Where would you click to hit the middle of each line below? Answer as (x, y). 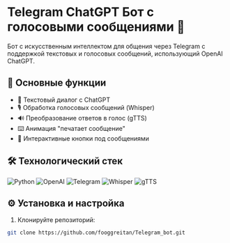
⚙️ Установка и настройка (66, 203)
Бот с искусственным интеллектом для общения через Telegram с (106, 46)
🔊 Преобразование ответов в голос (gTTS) (82, 118)
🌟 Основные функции (57, 83)
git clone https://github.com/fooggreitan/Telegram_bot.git (97, 233)
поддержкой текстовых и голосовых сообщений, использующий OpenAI (115, 54)
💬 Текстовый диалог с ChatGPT (63, 100)
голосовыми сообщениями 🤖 (96, 27)
